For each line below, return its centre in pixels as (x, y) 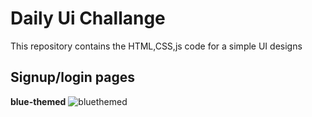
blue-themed (38, 101)
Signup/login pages (72, 77)
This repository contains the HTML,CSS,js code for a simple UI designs (156, 46)
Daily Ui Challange (88, 18)
